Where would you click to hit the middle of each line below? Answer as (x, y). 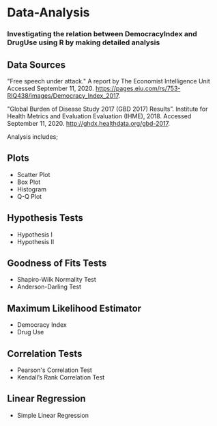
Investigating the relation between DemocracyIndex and (102, 34)
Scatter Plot (33, 174)
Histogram (31, 189)
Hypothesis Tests (45, 218)
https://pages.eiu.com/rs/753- (138, 88)
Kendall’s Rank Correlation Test (61, 377)
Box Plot (29, 182)
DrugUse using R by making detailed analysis (84, 42)
